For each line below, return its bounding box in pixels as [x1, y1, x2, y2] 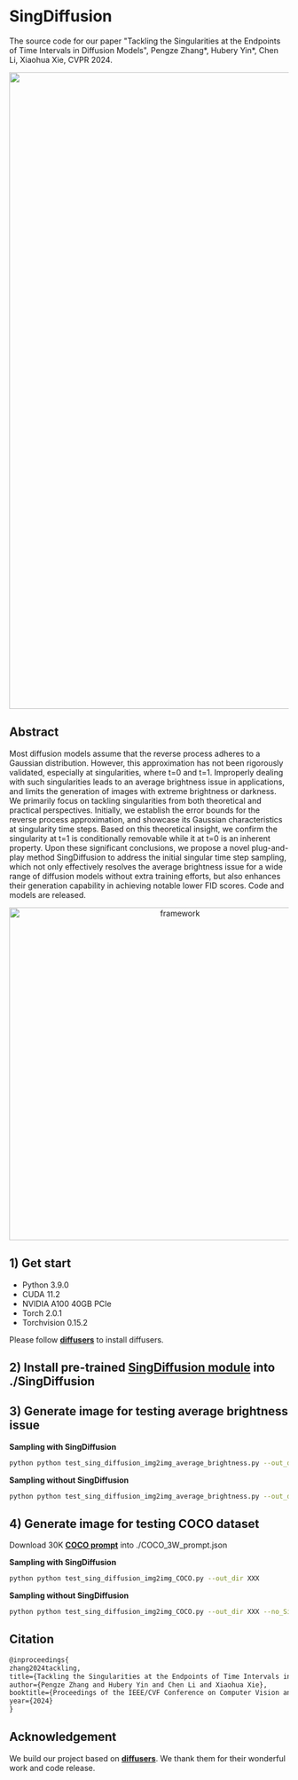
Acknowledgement [9, 1729, 117, 1745]
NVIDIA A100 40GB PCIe [21, 1298, 113, 1309]
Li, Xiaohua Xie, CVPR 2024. [9, 54, 113, 65]
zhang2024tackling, [9, 1664, 82, 1673]
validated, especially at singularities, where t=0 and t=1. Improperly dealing [9, 767, 284, 777]
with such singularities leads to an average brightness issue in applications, [9, 776, 286, 787]
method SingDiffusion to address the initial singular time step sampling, [26, 852, 286, 862]
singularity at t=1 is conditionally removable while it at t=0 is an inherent [9, 832, 271, 844]
